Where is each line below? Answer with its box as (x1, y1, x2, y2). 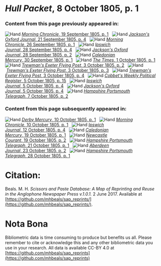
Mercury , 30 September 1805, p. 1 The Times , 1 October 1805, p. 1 (5, 57, 156, 63)
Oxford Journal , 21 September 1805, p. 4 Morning (5, 36, 124, 42)
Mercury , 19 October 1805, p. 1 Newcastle (5, 132, 108, 138)
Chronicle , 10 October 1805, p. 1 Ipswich (5, 122, 104, 127)
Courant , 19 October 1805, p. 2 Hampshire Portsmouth (5, 137, 133, 143)
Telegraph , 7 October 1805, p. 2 (5, 93, 69, 99)
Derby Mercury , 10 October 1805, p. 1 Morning (21, 116, 133, 122)
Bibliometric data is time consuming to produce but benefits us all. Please (5, 234, 152, 240)
